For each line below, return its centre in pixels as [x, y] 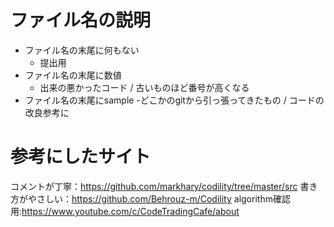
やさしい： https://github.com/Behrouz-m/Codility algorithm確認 [159, 198]
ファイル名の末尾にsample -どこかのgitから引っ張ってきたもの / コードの [174, 100]
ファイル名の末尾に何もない [82, 50]
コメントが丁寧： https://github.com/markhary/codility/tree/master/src [154, 186]
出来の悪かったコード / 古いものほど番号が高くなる [144, 87]
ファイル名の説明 [81, 20]
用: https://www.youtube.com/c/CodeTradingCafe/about [125, 211]
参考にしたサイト [81, 157]
